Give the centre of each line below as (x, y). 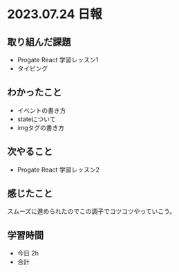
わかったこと (35, 92)
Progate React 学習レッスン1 (58, 60)
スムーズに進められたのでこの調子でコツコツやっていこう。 (92, 211)
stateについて (36, 119)
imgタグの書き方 (41, 127)
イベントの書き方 (41, 110)
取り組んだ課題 (39, 42)
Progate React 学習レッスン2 (58, 170)
